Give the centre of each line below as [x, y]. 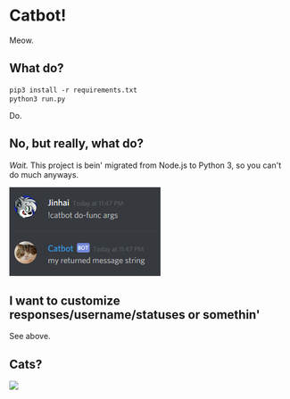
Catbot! [38, 16]
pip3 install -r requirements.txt [74, 90]
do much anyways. [44, 174]
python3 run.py [37, 99]
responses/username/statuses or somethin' [135, 315]
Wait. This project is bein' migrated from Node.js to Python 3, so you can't [145, 165]
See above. [30, 337]
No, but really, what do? [77, 144]
